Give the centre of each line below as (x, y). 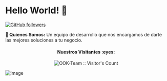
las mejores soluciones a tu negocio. (44, 40)
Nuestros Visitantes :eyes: (86, 52)
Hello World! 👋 (36, 11)
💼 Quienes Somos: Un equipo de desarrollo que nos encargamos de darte (84, 34)
